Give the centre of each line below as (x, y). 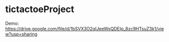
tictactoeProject (40, 9)
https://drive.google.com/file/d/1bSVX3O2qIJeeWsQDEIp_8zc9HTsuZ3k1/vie (84, 28)
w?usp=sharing (21, 34)
